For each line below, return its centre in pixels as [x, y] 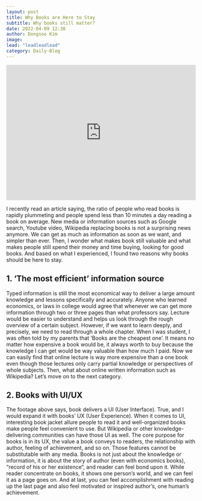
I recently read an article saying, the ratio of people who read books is [93, 209]
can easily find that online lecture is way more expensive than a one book [97, 357]
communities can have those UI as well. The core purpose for [108, 435]
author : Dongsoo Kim [32, 34]
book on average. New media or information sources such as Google [91, 221]
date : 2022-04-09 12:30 [36, 29]
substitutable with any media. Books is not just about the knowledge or [94, 454]
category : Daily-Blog [33, 51]
